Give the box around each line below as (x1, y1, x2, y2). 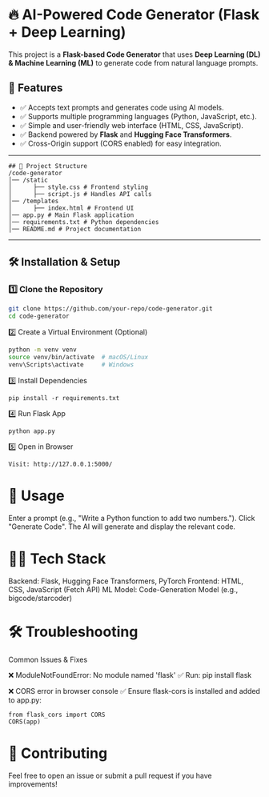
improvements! (8, 779, 58, 789)
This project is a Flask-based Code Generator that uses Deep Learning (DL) (8, 50, 261, 59)
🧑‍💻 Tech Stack (8, 550, 106, 567)
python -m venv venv (8, 346, 78, 354)
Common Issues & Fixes (8, 655, 88, 664)
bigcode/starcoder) (8, 593, 73, 603)
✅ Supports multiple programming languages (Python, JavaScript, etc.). (19, 111, 258, 121)
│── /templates (8, 197, 59, 205)
